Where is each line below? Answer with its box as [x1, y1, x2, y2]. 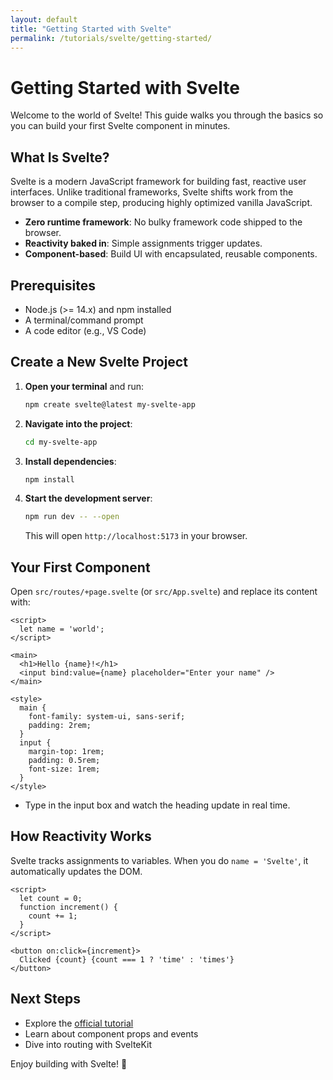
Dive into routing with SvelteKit [24, 1038, 153, 1050]
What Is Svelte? [10, 149, 110, 166]
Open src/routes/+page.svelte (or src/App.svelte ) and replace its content [10, 586, 318, 598]
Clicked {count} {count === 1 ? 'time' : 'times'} [19, 954, 235, 965]
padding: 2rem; [28, 721, 92, 731]
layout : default [10, 14, 78, 25]
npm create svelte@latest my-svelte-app [24, 399, 196, 410]
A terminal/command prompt [24, 314, 144, 326]
